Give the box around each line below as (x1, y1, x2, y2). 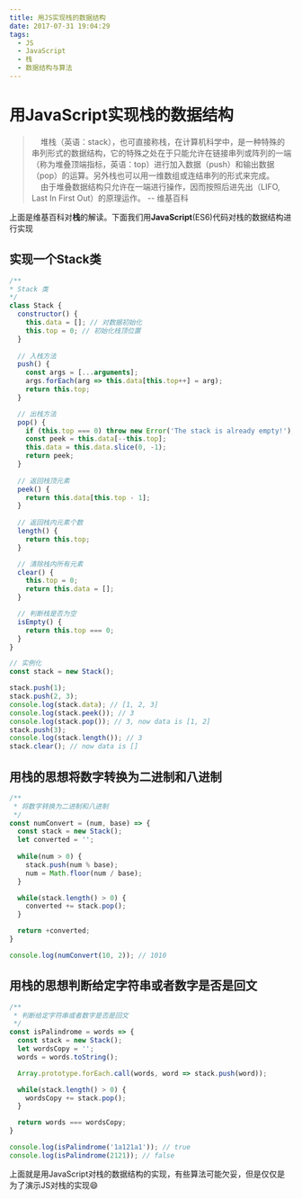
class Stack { (9, 301, 63, 310)
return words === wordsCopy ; (17, 1118, 127, 1127)
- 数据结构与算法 (17, 64, 73, 73)
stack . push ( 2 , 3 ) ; (9, 692, 78, 701)
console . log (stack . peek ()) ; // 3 (9, 708, 135, 718)
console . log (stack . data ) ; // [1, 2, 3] (9, 700, 159, 709)
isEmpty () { (17, 617, 63, 626)
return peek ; (25, 452, 75, 461)
